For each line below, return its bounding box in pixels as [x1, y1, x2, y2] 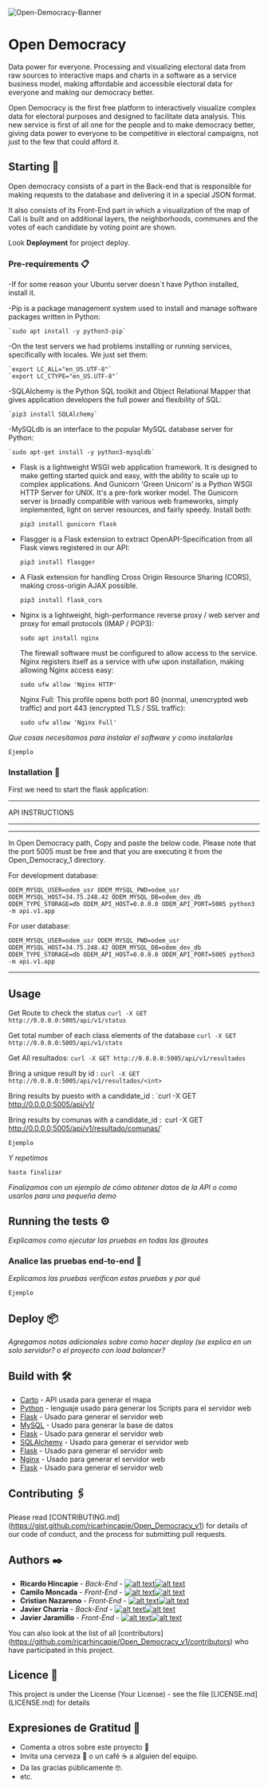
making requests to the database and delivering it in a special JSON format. [8, 190, 257, 199]
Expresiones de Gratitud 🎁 [8, 1721, 141, 1734]
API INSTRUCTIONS [8, 808, 74, 817]
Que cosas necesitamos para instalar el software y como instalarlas [8, 732, 234, 743]
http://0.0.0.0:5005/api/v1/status [8, 1016, 127, 1025]
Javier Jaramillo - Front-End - [19, 1612, 120, 1622]
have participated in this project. [8, 1645, 115, 1654]
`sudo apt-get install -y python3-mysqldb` [8, 449, 156, 457]
